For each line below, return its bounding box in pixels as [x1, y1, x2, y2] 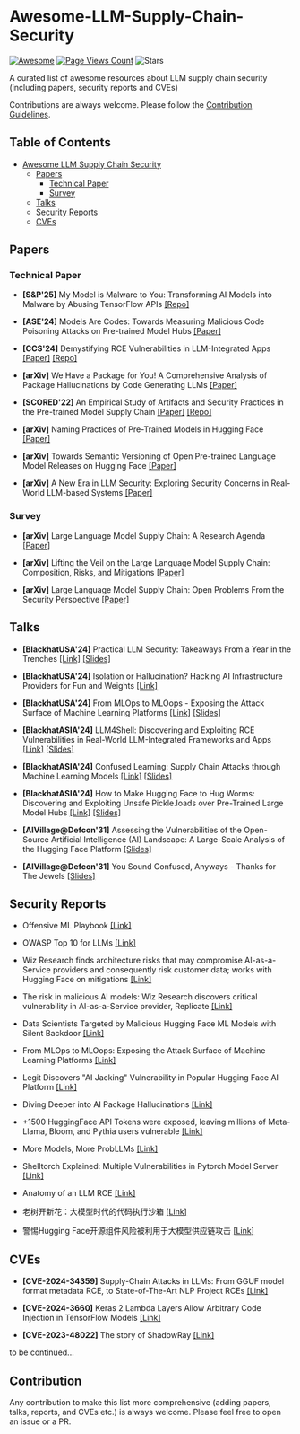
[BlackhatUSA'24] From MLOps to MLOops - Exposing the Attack [21, 698, 265, 708]
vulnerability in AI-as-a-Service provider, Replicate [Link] [21, 1001, 233, 1012]
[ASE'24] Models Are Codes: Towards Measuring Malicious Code [21, 316, 265, 327]
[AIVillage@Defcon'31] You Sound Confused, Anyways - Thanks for [21, 860, 276, 872]
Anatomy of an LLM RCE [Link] [21, 1188, 136, 1199]
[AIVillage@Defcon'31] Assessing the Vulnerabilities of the [21, 824, 242, 835]
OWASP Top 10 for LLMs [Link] [21, 937, 136, 948]
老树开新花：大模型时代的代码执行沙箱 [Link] [21, 1206, 188, 1218]
